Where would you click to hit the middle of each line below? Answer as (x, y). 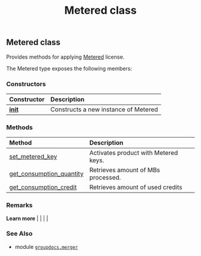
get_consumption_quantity (46, 174)
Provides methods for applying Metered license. (65, 57)
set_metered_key (33, 157)
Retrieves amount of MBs (125, 170)
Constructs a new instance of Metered (104, 109)
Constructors (26, 84)
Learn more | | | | (27, 218)
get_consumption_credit (43, 187)
